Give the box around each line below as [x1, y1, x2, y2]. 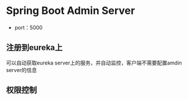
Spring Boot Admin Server [6, 4, 135, 17]
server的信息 [6, 66, 37, 73]
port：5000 [14, 24, 43, 31]
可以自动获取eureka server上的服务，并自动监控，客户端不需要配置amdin [6, 59, 182, 66]
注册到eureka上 [6, 42, 63, 53]
